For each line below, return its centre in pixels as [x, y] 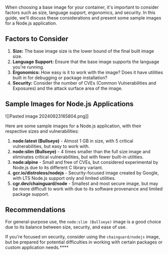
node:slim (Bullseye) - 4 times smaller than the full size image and [81, 151]
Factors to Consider [37, 39]
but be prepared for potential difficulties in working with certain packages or [84, 242]
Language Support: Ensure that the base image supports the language [86, 62]
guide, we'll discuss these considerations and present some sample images [83, 18]
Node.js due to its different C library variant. [58, 167]
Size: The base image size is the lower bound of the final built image [83, 51]
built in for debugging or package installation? [60, 78]
